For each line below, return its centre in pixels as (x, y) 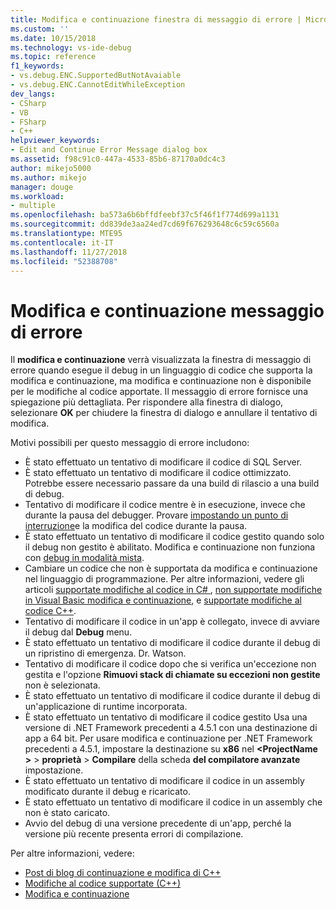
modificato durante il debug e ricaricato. (107, 792)
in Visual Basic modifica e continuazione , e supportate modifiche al (163, 600)
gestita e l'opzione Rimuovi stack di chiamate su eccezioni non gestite (172, 675)
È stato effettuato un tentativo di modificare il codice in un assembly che (173, 802)
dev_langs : (33, 94)
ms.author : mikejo (48, 177)
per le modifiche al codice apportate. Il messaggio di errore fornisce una (159, 392)
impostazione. (54, 770)
